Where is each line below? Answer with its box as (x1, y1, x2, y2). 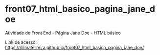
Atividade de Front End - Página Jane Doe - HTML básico (5, 30, 121, 36)
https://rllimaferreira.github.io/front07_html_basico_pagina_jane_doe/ (5, 44, 144, 50)
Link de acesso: (5, 39, 37, 45)
